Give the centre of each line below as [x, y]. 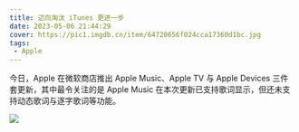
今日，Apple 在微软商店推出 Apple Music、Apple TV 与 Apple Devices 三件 [149, 79]
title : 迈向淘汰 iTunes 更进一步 [67, 18]
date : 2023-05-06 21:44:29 [60, 26]
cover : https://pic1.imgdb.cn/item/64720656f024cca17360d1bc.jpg [135, 34]
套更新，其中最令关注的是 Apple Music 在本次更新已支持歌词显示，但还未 [146, 90]
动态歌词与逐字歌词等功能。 [68, 101]
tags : [19, 43]
